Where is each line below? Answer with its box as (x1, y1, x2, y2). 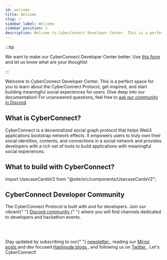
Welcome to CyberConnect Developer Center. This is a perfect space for (5, 78, 154, 84)
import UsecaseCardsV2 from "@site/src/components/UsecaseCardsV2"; (5, 176, 157, 182)
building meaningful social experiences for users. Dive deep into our (5, 89, 145, 95)
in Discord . (5, 100, 27, 105)
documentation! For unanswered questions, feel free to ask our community (5, 94, 158, 100)
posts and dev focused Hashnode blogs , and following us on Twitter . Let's (5, 244, 160, 250)
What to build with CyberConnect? (5, 163, 115, 171)
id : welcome (5, 7, 30, 12)
